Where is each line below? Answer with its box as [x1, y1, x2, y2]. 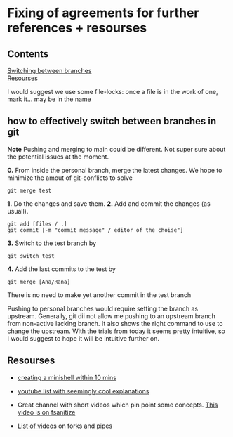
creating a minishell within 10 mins [17, 373, 117, 381]
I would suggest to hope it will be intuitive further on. [7, 334, 160, 342]
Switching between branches [7, 67, 92, 74]
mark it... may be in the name [7, 95, 91, 103]
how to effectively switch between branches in [7, 115, 217, 127]
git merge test [7, 187, 52, 194]
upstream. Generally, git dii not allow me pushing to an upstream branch [7, 311, 216, 320]
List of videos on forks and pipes [17, 422, 113, 430]
